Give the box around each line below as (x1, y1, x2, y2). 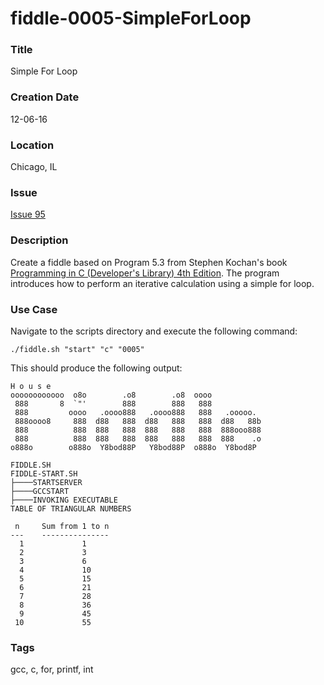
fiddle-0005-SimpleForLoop (10, 7, 252, 30)
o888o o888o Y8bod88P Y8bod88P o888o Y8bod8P (10, 442, 257, 452)
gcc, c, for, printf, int (10, 663, 94, 676)
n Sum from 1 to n (14, 521, 110, 531)
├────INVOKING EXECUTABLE (10, 495, 118, 505)
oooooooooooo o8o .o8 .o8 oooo (10, 390, 213, 400)
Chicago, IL (10, 161, 58, 173)
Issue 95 (10, 208, 46, 221)
